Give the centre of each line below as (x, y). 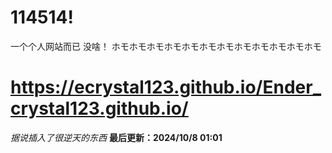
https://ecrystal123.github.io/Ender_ (166, 87)
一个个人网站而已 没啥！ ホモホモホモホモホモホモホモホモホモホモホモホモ (166, 46)
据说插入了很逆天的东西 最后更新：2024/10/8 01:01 (116, 137)
